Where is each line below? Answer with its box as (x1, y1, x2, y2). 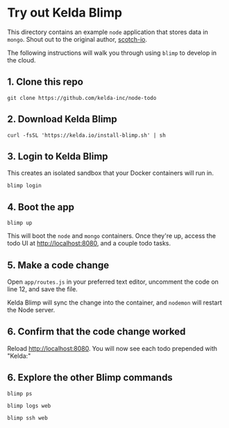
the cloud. (7, 55, 36, 64)
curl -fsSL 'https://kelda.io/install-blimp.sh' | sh (7, 132, 167, 139)
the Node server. (7, 306, 56, 314)
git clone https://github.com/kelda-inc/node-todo (7, 94, 157, 101)
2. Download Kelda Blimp (7, 113, 117, 126)
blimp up (7, 220, 33, 227)
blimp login (7, 182, 42, 189)
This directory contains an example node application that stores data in (7, 28, 208, 36)
